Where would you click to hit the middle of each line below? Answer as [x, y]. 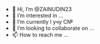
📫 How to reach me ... [40, 35]
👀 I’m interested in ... [38, 15]
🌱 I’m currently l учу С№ [42, 22]
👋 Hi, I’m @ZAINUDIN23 [42, 9]
